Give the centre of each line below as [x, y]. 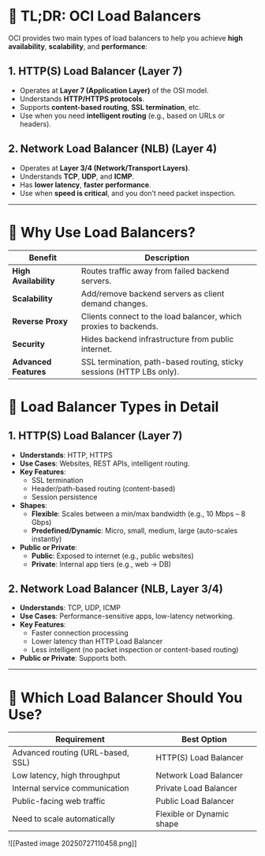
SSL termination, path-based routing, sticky [162, 361]
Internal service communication [71, 788]
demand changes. [115, 304]
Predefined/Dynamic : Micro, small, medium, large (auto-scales [134, 530]
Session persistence [64, 496]
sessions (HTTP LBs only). [131, 371]
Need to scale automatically [64, 819]
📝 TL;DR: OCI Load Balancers [105, 16]
